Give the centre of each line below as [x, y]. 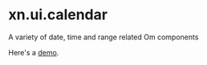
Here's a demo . [34, 52]
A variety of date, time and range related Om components [103, 37]
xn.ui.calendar [58, 15]
